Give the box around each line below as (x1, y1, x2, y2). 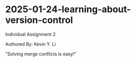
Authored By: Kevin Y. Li (5, 41, 56, 47)
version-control (5, 14, 73, 26)
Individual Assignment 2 (5, 31, 56, 37)
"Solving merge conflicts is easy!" (5, 51, 76, 57)
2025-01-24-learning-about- (5, 4, 131, 15)
